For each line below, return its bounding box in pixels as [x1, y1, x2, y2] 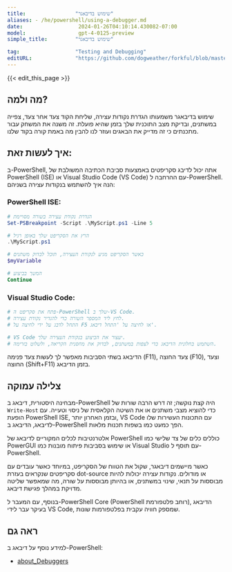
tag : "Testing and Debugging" [7, 48, 147, 55]
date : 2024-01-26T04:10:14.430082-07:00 [7, 23, 177, 30]
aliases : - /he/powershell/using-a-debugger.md [7, 17, 147, 24]
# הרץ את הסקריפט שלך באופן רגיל [7, 232, 90, 239]
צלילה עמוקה [7, 380, 61, 392]
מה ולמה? [7, 94, 48, 106]
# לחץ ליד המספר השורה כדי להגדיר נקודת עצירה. [7, 314, 125, 322]
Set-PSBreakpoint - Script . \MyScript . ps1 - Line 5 [7, 220, 153, 226]
